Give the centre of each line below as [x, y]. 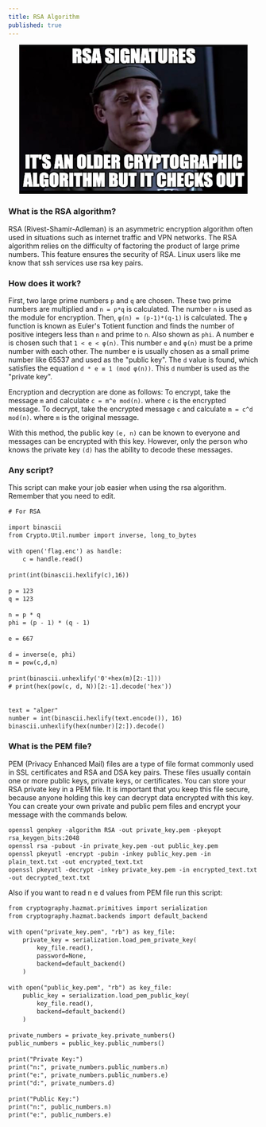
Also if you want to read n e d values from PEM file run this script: [116, 892]
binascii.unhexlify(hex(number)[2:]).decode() [87, 727]
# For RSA [25, 512]
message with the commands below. [68, 814]
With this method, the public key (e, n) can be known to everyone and [124, 433]
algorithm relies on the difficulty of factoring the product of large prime [124, 246]
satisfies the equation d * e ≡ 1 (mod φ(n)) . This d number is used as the [129, 368]
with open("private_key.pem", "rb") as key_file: [92, 932]
